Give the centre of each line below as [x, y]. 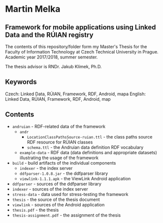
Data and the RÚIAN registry [49, 35]
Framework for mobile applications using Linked [81, 27]
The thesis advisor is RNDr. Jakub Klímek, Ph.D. [53, 67]
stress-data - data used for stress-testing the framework [70, 194]
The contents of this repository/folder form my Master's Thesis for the [76, 47]
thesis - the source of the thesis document [56, 199]
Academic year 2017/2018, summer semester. [51, 57]
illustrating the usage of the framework [59, 158]
